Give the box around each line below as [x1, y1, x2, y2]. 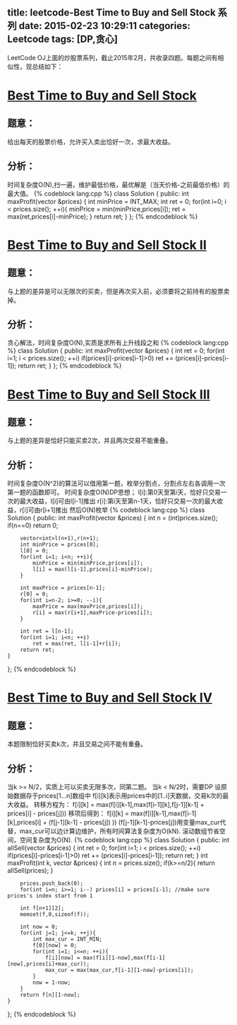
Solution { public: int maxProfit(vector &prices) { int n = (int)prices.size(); [7, 514, 218, 522]
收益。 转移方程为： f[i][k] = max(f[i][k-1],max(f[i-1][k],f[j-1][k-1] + [13, 801, 205, 809]
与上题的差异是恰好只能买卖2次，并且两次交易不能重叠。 [7, 436, 172, 445]
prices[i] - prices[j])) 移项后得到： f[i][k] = [7, 809, 129, 818]
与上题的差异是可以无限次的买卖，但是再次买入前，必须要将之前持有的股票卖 [7, 287, 230, 295]
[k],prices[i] [7, 818, 42, 827]
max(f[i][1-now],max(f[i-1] [83, 954, 166, 961]
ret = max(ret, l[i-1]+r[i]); [32, 640, 121, 648]
